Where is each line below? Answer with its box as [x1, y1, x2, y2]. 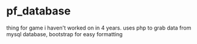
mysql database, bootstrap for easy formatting [6, 30, 123, 37]
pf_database [6, 4, 71, 18]
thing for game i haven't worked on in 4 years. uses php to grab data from [6, 24, 192, 31]
